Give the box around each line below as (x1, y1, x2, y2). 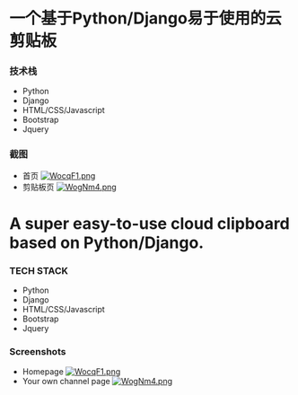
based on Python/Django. (9, 233, 205, 252)
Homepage (22, 365, 65, 377)
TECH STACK (9, 264, 69, 276)
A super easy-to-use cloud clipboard (9, 213, 290, 233)
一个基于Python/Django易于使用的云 (9, 8, 283, 29)
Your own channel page (22, 375, 110, 386)
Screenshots (9, 346, 66, 358)
